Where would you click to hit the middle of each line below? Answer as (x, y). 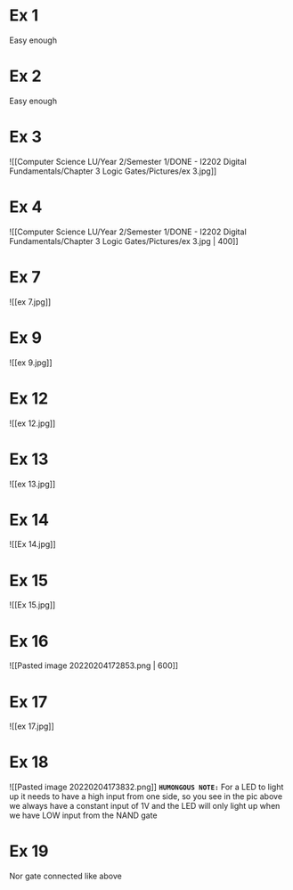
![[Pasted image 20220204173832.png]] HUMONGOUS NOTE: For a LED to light (146, 787)
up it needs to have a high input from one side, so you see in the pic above (146, 796)
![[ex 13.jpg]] (33, 484)
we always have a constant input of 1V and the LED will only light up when (145, 806)
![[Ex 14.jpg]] (33, 544)
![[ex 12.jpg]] (33, 423)
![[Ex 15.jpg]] (33, 605)
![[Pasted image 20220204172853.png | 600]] (94, 665)
